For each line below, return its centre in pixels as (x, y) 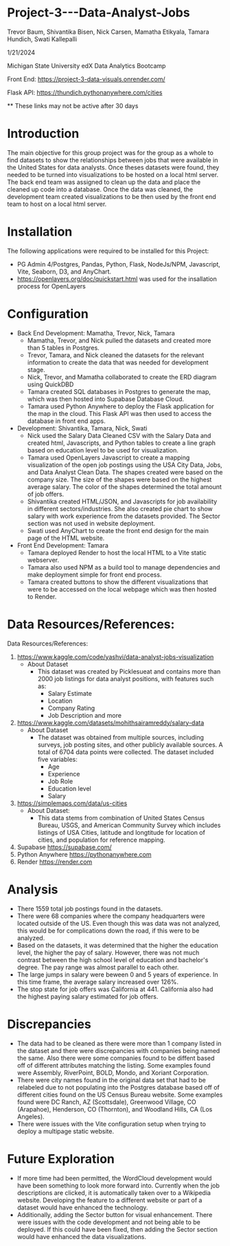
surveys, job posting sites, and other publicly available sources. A (130, 745)
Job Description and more (85, 715)
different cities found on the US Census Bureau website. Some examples (120, 1094)
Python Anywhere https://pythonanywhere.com (84, 854)
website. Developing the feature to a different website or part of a (110, 1200)
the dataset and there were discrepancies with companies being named (118, 1050)
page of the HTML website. (66, 538)
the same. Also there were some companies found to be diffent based (116, 1058)
